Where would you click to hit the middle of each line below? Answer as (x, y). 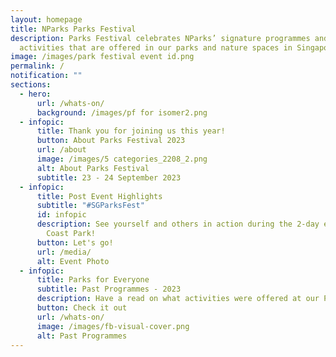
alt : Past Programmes (82, 336)
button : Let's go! (75, 242)
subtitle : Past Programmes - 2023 (109, 289)
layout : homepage (46, 19)
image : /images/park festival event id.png (102, 57)
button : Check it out (82, 308)
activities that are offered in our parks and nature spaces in (156, 47)
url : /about (61, 150)
